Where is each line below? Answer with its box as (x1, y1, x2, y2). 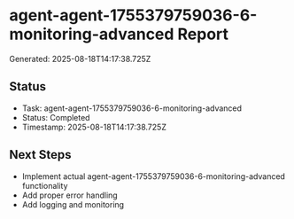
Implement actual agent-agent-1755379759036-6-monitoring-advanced (21, 170, 286, 182)
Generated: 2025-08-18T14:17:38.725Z (9, 53, 151, 64)
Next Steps (9, 147, 72, 162)
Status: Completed (21, 112, 90, 122)
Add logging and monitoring (21, 199, 125, 209)
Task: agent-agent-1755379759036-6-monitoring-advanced (21, 103, 242, 113)
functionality (21, 180, 68, 191)
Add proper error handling (21, 190, 118, 200)
